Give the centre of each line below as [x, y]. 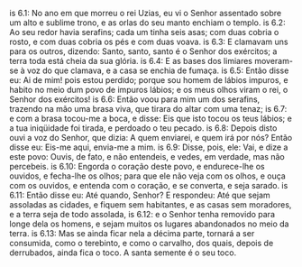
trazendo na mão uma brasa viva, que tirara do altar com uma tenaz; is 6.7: [148, 109]
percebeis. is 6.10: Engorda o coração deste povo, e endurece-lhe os [137, 166]
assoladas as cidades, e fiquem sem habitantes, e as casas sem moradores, [151, 205]
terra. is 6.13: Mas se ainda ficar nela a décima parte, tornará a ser [132, 233]
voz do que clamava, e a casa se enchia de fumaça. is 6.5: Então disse [158, 70]
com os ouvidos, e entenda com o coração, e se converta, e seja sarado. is [149, 185]
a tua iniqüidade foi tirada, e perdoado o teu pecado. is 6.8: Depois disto [143, 128]
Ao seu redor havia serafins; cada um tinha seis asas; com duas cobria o [144, 32]
